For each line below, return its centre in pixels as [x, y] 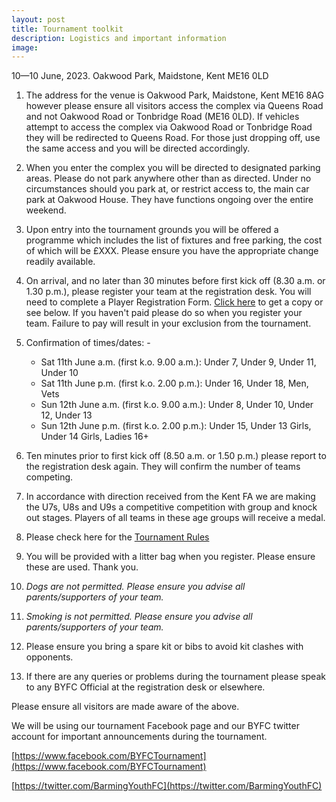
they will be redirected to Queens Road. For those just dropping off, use [173, 138]
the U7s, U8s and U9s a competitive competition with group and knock [171, 507]
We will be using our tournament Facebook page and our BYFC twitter [155, 726]
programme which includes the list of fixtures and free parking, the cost [174, 240]
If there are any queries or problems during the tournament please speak [175, 677]
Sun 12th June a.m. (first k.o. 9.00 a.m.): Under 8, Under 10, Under [177, 405]
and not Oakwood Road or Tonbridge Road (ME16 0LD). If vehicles [162, 117]
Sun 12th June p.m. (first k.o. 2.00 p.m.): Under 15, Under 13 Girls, [176, 426]
